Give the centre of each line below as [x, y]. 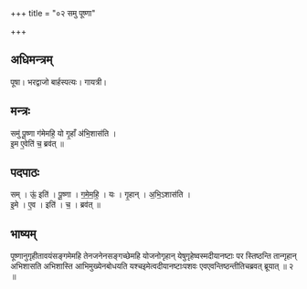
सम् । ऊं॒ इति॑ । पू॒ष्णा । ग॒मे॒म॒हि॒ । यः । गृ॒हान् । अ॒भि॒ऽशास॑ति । [101, 194]
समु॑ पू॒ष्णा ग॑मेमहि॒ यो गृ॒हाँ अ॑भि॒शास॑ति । [64, 133]
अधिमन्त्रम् [32, 60]
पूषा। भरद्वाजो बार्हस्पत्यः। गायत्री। [59, 82]
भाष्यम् [23, 234]
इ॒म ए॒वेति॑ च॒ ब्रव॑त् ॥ [37, 143]
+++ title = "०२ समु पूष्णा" [53, 13]
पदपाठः [25, 173]
